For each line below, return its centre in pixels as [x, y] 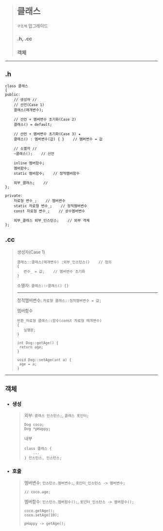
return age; [31, 347]
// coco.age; [37, 492]
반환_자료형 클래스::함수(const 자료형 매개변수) [59, 321]
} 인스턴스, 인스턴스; [43, 458]
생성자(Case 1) [31, 252]
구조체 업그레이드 [32, 26]
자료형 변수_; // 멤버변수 [40, 201]
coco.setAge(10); [42, 515]
